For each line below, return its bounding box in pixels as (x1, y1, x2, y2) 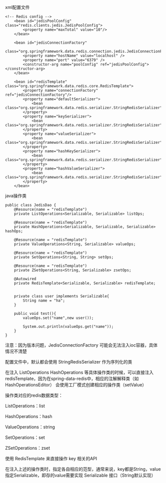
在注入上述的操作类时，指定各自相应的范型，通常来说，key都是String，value (5, 466, 161, 472)
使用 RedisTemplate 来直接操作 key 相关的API (5, 456, 97, 461)
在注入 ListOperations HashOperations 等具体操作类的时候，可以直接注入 (5, 369, 154, 375)
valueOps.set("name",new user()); (23, 315, 94, 320)
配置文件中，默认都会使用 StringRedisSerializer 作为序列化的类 (5, 359, 132, 364)
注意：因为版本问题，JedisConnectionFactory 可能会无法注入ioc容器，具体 (5, 342, 158, 348)
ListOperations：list (5, 403, 45, 409)
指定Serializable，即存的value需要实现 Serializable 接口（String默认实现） (5, 473, 156, 478)
